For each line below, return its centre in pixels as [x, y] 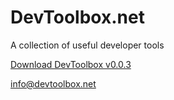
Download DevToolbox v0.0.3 [71, 64]
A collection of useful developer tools [87, 45]
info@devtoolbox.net [53, 83]
